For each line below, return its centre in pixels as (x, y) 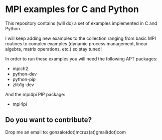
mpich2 (20, 68)
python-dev (25, 74)
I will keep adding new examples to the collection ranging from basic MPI (81, 38)
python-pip (24, 79)
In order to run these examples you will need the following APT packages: (81, 58)
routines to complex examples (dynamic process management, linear (76, 43)
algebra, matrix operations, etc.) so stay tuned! (53, 49)
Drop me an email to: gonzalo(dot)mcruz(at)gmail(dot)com (66, 132)
